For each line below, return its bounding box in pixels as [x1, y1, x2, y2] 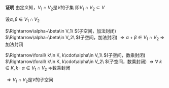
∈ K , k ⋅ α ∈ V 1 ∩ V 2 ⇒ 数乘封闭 [5, 65, 71, 72]
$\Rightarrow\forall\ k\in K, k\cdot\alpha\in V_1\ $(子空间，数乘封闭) [5, 52, 146, 58]
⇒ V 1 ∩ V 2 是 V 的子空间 [7, 77, 53, 84]
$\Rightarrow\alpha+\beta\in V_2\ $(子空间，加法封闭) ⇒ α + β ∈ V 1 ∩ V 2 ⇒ [5, 34, 165, 42]
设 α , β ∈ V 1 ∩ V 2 [5, 16, 40, 23]
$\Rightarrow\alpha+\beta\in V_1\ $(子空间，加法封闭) [5, 27, 117, 34]
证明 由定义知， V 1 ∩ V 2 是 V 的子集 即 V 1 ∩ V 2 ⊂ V [5, 5, 105, 12]
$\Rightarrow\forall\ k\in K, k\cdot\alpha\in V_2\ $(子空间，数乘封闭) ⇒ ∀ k [5, 58, 162, 65]
